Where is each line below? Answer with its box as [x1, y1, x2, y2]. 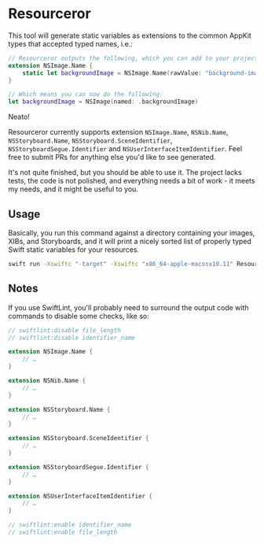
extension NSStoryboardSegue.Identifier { [8, 463, 149, 471]
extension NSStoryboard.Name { [8, 405, 111, 413]
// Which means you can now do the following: [8, 91, 163, 98]
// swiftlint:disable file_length [8, 326, 122, 335]
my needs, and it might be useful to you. [8, 184, 139, 194]
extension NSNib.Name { [8, 377, 86, 385]
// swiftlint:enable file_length [8, 528, 118, 536]
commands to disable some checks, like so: [8, 311, 149, 320]
